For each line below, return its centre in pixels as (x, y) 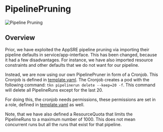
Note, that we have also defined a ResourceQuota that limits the (69, 114)
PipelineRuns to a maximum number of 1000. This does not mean (70, 119)
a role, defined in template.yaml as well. (45, 104)
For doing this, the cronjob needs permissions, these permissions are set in (80, 99)
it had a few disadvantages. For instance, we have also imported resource (79, 60)
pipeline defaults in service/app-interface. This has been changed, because (81, 55)
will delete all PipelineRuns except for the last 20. (54, 90)
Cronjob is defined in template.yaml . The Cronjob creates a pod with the (77, 79)
